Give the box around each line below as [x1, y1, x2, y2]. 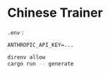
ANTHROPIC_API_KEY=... [7, 41, 74, 48]
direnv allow [7, 54, 46, 61]
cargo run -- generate [7, 60, 74, 67]
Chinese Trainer [7, 5, 104, 21]
